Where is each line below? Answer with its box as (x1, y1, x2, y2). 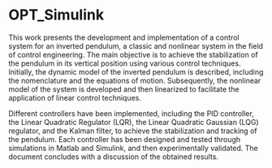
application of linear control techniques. (8, 93, 142, 102)
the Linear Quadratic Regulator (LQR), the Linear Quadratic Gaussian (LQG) (8, 117, 259, 127)
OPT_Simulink (8, 6, 104, 24)
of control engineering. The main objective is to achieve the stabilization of (8, 50, 258, 59)
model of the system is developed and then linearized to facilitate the (8, 84, 240, 94)
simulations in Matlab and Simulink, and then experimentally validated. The (8, 143, 258, 153)
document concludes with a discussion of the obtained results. (8, 152, 219, 162)
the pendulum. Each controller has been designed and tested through (8, 134, 241, 144)
